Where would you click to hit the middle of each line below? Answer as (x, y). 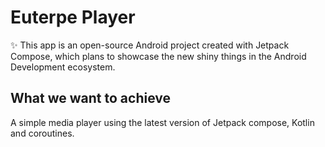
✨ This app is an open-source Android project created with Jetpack (150, 45)
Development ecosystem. (63, 67)
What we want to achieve (90, 98)
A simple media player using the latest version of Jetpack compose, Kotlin (162, 122)
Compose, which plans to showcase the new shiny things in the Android (158, 56)
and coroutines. (42, 133)
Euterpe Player (73, 17)
